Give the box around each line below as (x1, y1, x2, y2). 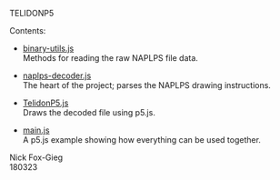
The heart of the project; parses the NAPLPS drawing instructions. (22, 80, 271, 90)
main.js (22, 125, 50, 135)
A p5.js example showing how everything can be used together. (22, 135, 262, 145)
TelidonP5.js (22, 97, 69, 108)
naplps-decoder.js (22, 70, 92, 81)
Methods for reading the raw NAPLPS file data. (22, 53, 198, 63)
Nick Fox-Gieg (9, 152, 64, 163)
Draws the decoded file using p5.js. (22, 107, 156, 117)
